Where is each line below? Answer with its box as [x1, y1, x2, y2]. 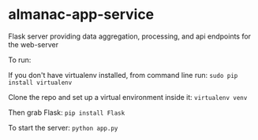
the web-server [8, 39, 59, 49]
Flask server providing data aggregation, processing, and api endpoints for [8, 31, 251, 41]
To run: [8, 55, 32, 64]
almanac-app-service [8, 6, 155, 24]
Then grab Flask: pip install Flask [8, 108, 125, 117]
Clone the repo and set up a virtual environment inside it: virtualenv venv [8, 92, 248, 101]
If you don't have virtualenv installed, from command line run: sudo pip [8, 70, 238, 79]
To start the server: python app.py [8, 123, 118, 132]
